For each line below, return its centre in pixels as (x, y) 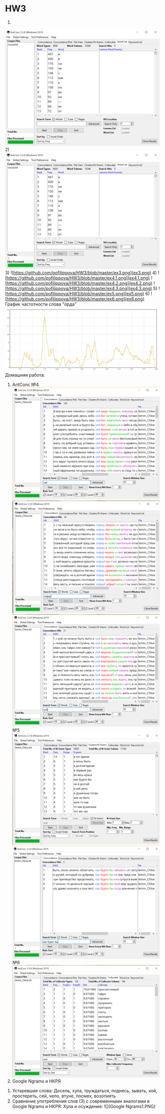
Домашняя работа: (25, 375)
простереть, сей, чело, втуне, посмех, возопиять (64, 1096)
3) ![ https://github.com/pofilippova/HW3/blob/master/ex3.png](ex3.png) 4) (81, 273)
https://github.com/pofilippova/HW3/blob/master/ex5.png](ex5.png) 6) (78, 293)
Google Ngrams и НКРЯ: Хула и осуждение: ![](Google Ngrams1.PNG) (84, 1106)
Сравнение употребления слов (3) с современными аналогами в (81, 1101)
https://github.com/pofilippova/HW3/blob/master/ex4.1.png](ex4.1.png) (78, 278)
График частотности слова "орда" (41, 304)
